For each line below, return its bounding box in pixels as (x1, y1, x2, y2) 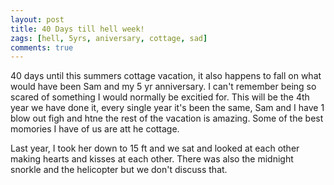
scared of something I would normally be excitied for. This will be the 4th (10, 91, 310, 103)
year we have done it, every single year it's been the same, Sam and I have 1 (10, 102, 325, 114)
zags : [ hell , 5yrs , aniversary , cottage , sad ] (10, 33, 208, 43)
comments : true (10, 42, 74, 53)
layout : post (10, 14, 65, 25)
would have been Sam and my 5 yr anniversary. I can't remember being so (10, 81, 317, 93)
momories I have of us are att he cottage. (10, 123, 180, 135)
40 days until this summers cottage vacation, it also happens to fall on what (10, 70, 322, 82)
